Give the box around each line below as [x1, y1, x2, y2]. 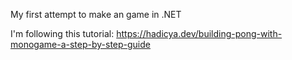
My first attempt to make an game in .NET [10, 9, 182, 20]
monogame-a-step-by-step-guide [10, 39, 151, 50]
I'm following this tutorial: [10, 28, 115, 39]
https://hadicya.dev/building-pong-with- [116, 28, 283, 39]
